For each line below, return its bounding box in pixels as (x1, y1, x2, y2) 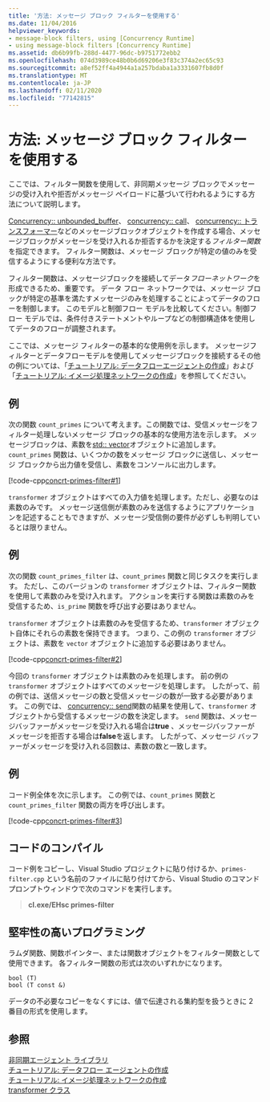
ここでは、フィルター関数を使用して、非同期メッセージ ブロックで (8, 179, 228, 189)
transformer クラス (8, 1085, 71, 1095)
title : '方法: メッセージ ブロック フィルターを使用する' (8, 11, 180, 20)
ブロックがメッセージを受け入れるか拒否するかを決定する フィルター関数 (22, 236, 261, 246)
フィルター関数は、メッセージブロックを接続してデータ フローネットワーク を (8, 274, 261, 284)
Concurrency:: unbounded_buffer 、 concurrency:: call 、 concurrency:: (8, 216, 242, 226)
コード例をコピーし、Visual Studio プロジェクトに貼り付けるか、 (8, 864, 222, 874)
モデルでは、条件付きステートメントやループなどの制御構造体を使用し (23, 314, 256, 324)
